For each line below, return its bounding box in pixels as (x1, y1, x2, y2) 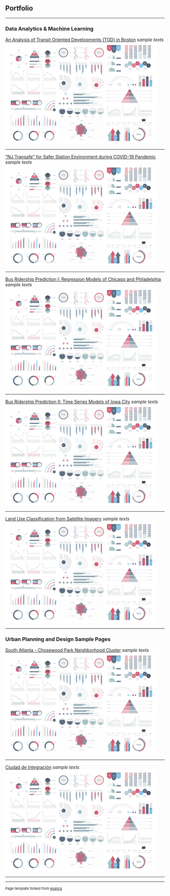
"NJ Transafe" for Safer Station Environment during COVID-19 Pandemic (5, 154, 156, 160)
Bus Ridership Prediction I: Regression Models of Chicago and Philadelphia (5, 276, 161, 282)
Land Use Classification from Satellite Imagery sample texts (5, 516, 130, 522)
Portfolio (5, 4, 33, 13)
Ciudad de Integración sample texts (5, 764, 80, 771)
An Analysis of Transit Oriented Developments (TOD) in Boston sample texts (5, 37, 164, 43)
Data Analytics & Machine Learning (5, 25, 94, 32)
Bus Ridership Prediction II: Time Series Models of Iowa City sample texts (5, 399, 158, 405)
